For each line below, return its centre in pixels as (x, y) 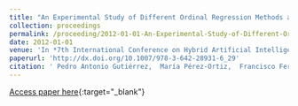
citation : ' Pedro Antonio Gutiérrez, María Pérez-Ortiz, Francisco (142, 67)
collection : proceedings (55, 26)
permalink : (29, 34)
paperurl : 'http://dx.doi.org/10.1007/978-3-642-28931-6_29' (125, 58)
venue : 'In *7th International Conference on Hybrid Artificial (130, 50)
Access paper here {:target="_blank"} (77, 91)
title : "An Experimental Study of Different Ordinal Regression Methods (146, 17)
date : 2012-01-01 (41, 42)
